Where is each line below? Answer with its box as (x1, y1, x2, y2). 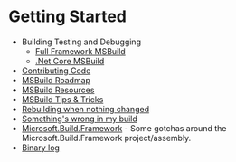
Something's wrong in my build (21, 113, 137, 124)
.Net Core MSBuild (34, 55, 105, 66)
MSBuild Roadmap (21, 74, 91, 85)
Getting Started (8, 6, 127, 27)
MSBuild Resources (21, 84, 95, 95)
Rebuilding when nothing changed (21, 103, 150, 114)
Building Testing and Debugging (21, 36, 142, 47)
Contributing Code (21, 65, 91, 76)
